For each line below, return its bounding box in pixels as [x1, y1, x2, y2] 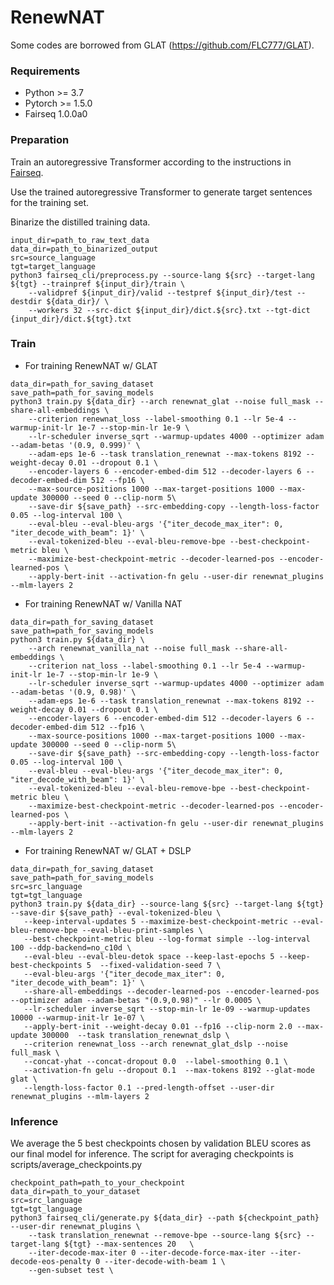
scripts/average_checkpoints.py [10, 1159, 143, 1171]
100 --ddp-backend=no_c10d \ [10, 942, 132, 953]
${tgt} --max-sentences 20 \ [63, 1239, 195, 1250]
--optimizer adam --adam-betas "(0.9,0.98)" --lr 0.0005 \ [10, 995, 262, 1005]
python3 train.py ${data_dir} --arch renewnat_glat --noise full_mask [10, 396, 311, 406]
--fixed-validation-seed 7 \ [99, 960, 222, 970]
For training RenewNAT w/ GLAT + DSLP [24, 844, 192, 856]
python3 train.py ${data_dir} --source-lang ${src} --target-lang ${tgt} [10, 899, 325, 909]
